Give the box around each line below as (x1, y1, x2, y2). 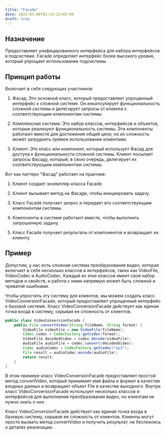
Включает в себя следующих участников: (5, 86, 94, 91)
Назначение (5, 35, 45, 43)
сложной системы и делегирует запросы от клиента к (12, 106, 127, 112)
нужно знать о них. (5, 399, 45, 405)
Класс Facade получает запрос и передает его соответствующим (12, 200, 152, 205)
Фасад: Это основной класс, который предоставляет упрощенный (12, 95, 153, 101)
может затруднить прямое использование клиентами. (12, 136, 127, 142)
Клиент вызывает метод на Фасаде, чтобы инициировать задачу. (12, 191, 151, 196)
